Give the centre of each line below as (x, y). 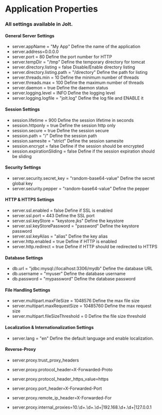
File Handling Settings (28, 290)
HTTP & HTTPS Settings (30, 200)
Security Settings (23, 167)
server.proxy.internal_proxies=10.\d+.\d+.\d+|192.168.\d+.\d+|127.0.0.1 (82, 407)
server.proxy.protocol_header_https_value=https (60, 379)
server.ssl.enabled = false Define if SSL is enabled (62, 210)
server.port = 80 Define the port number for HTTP (62, 57)
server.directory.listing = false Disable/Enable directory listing (73, 67)
